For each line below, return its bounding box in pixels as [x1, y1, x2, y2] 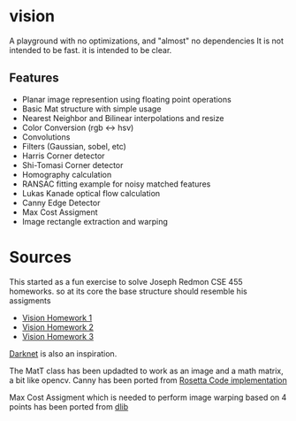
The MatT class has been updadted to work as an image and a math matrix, [9, 365, 285, 376]
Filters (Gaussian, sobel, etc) [21, 141, 126, 151]
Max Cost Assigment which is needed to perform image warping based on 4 [9, 392, 287, 402]
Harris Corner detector [21, 150, 105, 161]
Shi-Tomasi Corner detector [21, 159, 124, 170]
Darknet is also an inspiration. [9, 348, 118, 359]
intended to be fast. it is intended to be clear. [9, 44, 172, 55]
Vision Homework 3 [21, 331, 95, 341]
